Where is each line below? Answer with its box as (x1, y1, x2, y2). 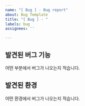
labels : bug (5, 21, 30, 27)
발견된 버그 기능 (5, 50, 51, 59)
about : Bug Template (5, 12, 48, 17)
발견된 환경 (5, 81, 37, 90)
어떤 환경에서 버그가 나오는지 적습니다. (5, 95, 80, 101)
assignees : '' (5, 26, 35, 31)
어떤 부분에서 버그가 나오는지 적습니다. (5, 65, 80, 71)
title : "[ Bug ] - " (5, 17, 48, 22)
